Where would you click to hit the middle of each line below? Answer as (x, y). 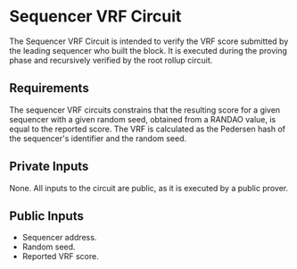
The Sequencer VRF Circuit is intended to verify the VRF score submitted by (149, 41)
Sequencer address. (59, 238)
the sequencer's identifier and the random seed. (98, 138)
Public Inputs (47, 216)
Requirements (49, 88)
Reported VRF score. (61, 256)
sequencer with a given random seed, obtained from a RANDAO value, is (143, 119)
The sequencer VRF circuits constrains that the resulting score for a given (145, 110)
